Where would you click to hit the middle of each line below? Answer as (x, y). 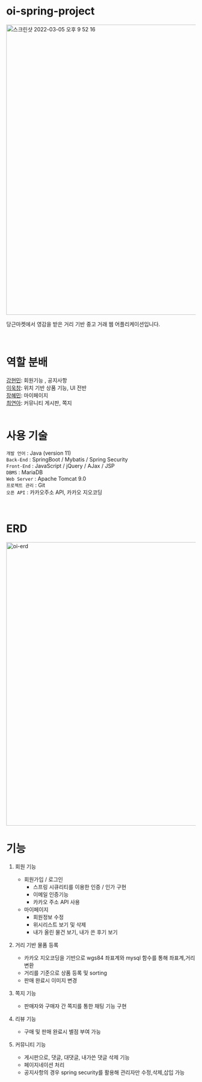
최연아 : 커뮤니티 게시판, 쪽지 (39, 403)
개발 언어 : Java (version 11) (39, 453)
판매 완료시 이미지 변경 (50, 980)
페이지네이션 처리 (44, 1065)
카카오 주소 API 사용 (56, 902)
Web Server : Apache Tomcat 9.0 (46, 478)
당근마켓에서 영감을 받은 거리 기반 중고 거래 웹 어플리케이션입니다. (83, 324)
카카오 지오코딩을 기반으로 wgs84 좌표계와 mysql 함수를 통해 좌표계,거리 (109, 958)
